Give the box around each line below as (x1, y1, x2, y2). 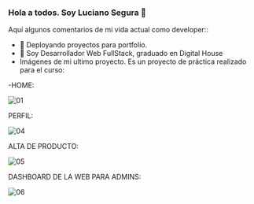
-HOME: (8, 80, 35, 90)
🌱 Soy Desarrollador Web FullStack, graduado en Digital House (19, 49, 223, 58)
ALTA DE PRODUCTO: (8, 142, 79, 151)
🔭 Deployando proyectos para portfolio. (19, 40, 148, 50)
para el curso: (19, 65, 65, 75)
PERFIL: (8, 111, 34, 121)
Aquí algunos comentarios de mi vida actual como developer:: (8, 25, 208, 35)
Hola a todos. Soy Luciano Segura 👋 (8, 7, 147, 18)
